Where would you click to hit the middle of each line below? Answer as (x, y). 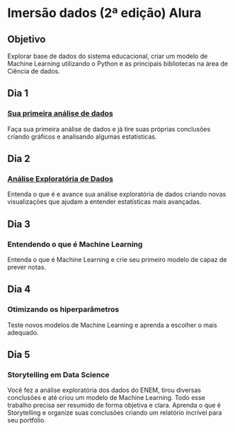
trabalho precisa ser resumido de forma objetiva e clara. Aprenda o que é (114, 406)
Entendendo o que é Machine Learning (75, 244)
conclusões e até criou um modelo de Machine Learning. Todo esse (106, 398)
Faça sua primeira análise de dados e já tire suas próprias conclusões (109, 129)
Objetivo (27, 39)
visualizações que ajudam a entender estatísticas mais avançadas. (104, 202)
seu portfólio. (27, 420)
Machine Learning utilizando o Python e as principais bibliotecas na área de (118, 64)
